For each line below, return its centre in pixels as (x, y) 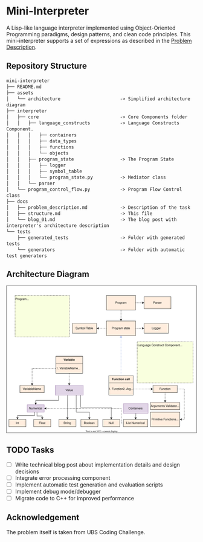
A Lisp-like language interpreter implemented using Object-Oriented (91, 28)
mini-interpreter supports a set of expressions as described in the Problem (99, 40)
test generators (27, 256)
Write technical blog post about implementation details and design (97, 464)
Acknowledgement (43, 518)
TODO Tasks (30, 450)
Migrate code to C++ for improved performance (75, 498)
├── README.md (24, 87)
